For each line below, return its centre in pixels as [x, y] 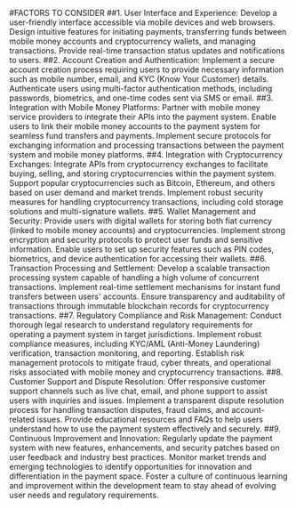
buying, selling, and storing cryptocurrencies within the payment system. [143, 174]
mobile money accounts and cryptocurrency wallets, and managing [132, 41]
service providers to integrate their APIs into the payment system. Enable [143, 117]
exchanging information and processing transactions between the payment [147, 145]
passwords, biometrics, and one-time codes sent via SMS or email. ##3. [141, 98]
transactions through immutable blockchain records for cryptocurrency [139, 306]
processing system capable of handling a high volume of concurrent [134, 278]
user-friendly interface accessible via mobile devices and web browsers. [142, 22]
